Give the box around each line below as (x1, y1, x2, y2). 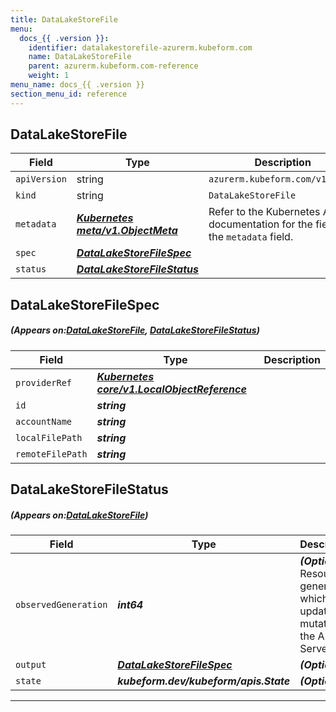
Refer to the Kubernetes (208, 205, 321, 219)
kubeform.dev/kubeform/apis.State (117, 674, 291, 688)
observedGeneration (15, 599, 108, 611)
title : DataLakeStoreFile (10, 14, 118, 25)
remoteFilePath (15, 448, 88, 460)
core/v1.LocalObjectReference (96, 382, 247, 396)
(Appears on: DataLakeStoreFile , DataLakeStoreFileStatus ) (10, 324, 260, 336)
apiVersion (15, 174, 67, 185)
